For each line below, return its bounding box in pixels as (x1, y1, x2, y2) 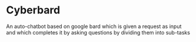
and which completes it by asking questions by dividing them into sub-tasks (6, 29, 190, 36)
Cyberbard (6, 3, 61, 17)
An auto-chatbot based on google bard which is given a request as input (6, 23, 182, 30)
